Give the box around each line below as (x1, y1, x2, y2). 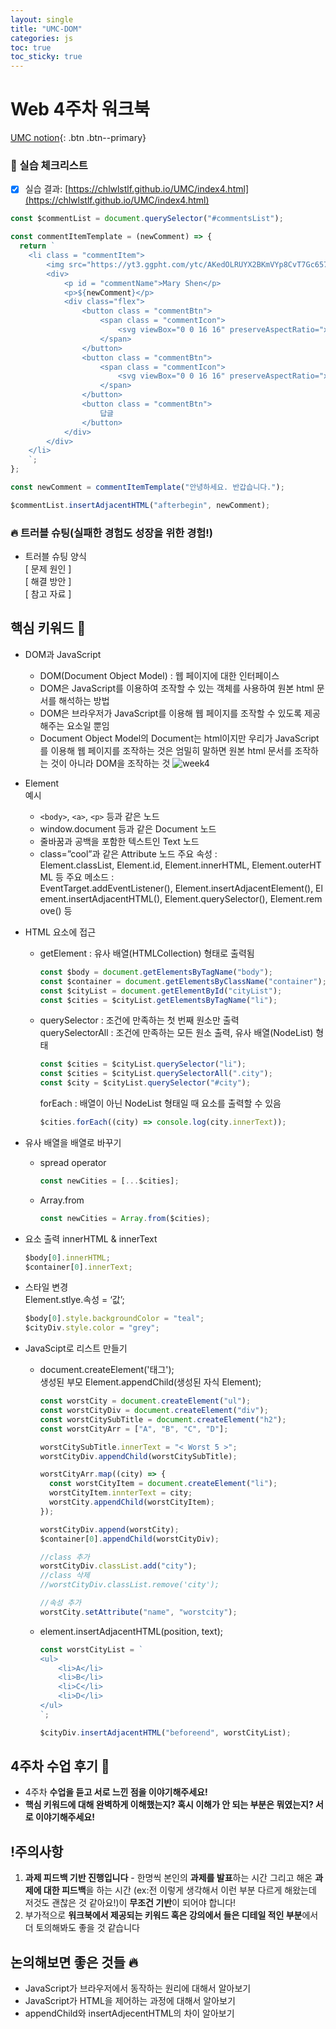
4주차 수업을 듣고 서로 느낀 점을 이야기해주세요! (24, 1786, 208, 1798)
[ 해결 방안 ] (24, 576, 72, 588)
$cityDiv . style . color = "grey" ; (24, 1323, 160, 1333)
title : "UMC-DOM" (10, 24, 83, 34)
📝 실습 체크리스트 (10, 158, 88, 172)
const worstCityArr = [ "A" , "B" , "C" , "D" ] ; (39, 1424, 229, 1434)
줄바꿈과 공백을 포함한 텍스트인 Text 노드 (39, 835, 200, 847)
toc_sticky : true (10, 52, 83, 62)
